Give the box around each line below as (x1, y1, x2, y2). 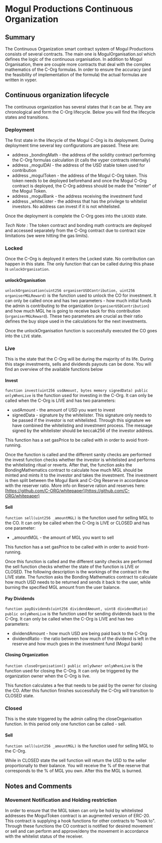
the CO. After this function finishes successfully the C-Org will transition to (5, 688, 154, 693)
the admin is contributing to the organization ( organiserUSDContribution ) (5, 303, 150, 309)
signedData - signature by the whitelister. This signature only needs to (12, 412, 152, 418)
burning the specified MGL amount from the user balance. (5, 585, 121, 590)
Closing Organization (5, 652, 49, 658)
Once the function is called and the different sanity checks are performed (5, 452, 151, 458)
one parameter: (5, 525, 36, 531)
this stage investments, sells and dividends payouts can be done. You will (5, 361, 151, 367)
